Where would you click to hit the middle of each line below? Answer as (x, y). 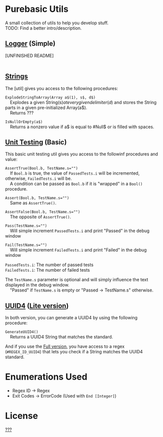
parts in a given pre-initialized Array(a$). (46, 107)
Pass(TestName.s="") (26, 226)
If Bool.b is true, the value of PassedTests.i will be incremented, (75, 173)
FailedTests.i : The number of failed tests (48, 270)
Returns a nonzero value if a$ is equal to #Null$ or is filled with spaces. (82, 127)
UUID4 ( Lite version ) (37, 306)
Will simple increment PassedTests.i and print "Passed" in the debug (80, 231)
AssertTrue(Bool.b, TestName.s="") (42, 169)
